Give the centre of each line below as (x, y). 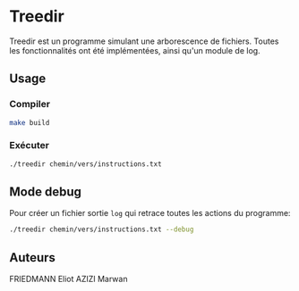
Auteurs (33, 258)
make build (30, 122)
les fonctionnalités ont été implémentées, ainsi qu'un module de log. (135, 50)
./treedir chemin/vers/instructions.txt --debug (102, 229)
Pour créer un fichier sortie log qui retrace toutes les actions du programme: (150, 213)
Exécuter (29, 145)
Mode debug (46, 192)
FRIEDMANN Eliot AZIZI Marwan (68, 279)
